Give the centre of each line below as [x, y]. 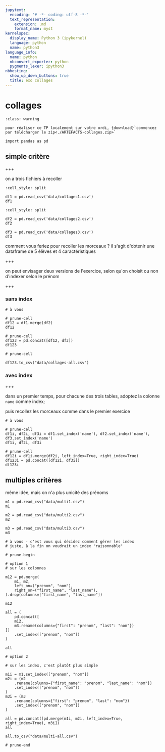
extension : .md [30, 24]
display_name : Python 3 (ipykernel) [48, 38]
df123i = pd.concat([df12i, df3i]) [43, 461]
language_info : [21, 52]
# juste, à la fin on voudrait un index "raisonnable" [64, 546]
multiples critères [34, 480]
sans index [19, 299]
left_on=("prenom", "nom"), [44, 586]
